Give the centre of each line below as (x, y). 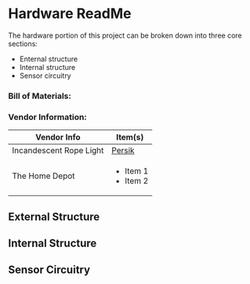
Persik (123, 151)
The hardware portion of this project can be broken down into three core (125, 35)
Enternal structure (49, 59)
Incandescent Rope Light (58, 151)
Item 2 (137, 181)
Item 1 (137, 171)
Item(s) (130, 137)
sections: (23, 43)
